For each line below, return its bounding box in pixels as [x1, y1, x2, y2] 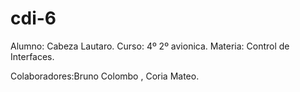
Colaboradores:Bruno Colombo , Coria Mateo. [10, 70, 200, 82]
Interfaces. [10, 50, 55, 62]
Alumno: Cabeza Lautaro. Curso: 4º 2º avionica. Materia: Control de [10, 40, 290, 52]
